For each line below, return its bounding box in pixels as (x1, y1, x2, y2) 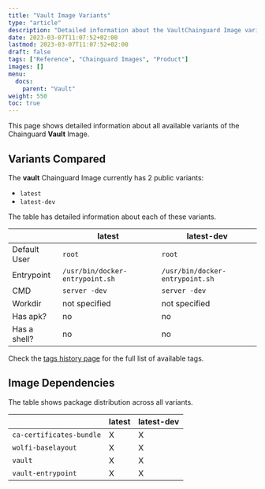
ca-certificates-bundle (12, 430, 102, 439)
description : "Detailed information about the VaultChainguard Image (8, 26, 242, 34)
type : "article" (8, 19, 62, 27)
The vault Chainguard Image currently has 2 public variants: (8, 172, 204, 182)
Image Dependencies (8, 376, 115, 390)
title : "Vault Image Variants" (8, 11, 111, 20)
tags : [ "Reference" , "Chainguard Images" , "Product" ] (8, 56, 189, 64)
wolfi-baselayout (12, 443, 77, 452)
